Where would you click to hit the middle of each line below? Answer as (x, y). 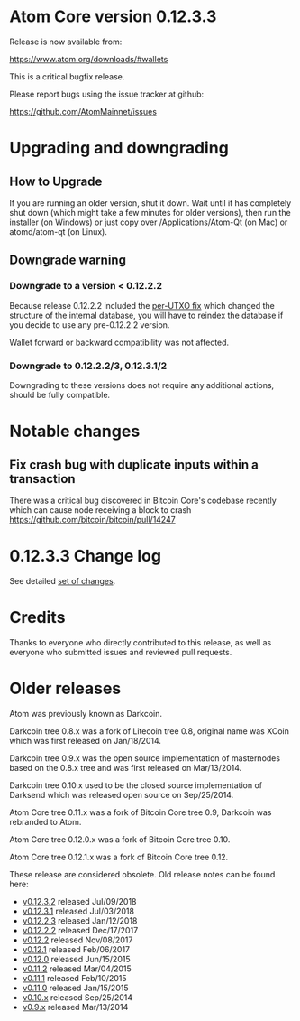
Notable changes (75, 432)
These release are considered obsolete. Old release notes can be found (142, 874)
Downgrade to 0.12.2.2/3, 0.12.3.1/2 (88, 366)
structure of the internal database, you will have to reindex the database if (146, 315)
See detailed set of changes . (63, 580)
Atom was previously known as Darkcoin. (86, 713)
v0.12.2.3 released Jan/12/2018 (80, 920)
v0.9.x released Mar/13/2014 (75, 1007)
